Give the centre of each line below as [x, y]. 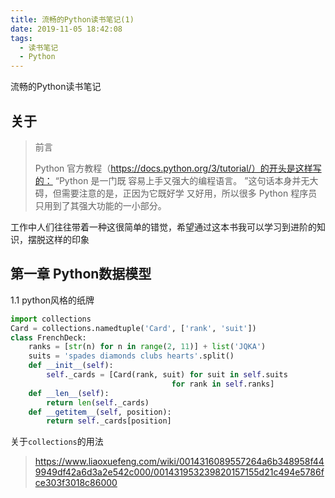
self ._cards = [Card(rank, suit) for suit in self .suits [167, 375]
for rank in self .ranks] [223, 384]
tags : [21, 38]
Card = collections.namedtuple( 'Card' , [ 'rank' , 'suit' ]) [133, 328]
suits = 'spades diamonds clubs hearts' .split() [131, 356]
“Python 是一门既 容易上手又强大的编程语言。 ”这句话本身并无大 [186, 180]
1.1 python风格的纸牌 [52, 300]
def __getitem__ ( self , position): [100, 412]
